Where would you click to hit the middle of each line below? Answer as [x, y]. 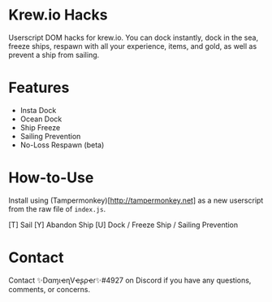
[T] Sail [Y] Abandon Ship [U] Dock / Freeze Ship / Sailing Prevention [123, 225]
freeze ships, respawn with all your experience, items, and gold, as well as [133, 46]
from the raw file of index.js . [57, 208]
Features [39, 88]
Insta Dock [38, 110]
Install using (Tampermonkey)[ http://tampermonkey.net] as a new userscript [136, 200]
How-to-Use [51, 178]
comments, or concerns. [50, 289]
